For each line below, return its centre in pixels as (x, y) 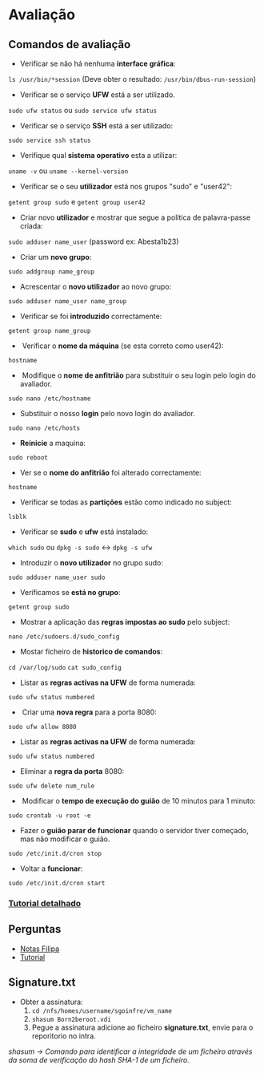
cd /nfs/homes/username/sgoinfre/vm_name (102, 1011)
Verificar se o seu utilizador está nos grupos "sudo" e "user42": (126, 186)
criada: (31, 226)
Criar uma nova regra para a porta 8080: (90, 712)
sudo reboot (28, 458)
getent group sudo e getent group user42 (77, 202)
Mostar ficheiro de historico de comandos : (91, 652)
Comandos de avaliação (70, 45)
